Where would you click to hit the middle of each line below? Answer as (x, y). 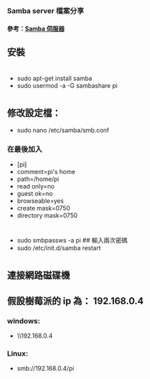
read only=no (35, 186)
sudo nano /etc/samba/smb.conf (63, 130)
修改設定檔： (34, 113)
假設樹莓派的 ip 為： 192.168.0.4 (75, 301)
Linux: (18, 353)
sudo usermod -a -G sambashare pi (67, 86)
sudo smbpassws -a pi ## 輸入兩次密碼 (72, 241)
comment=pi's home (46, 172)
